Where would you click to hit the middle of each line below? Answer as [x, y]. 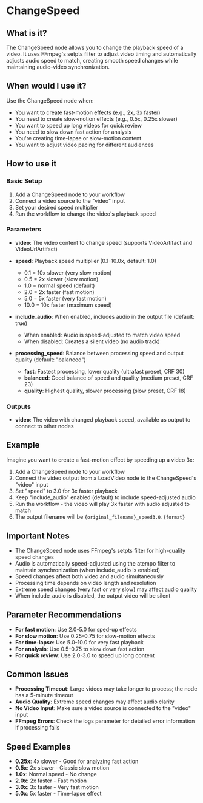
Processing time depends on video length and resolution [85, 583]
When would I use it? [46, 86]
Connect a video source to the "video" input [70, 200]
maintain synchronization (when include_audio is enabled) [88, 570]
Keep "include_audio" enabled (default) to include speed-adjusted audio [105, 497]
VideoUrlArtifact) [36, 249]
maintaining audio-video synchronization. [58, 67]
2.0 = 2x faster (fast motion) [59, 292]
